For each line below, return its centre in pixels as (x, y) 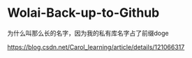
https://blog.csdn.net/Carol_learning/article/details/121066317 (96, 47)
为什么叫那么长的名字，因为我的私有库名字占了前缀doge (88, 33)
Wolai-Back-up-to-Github (83, 13)
